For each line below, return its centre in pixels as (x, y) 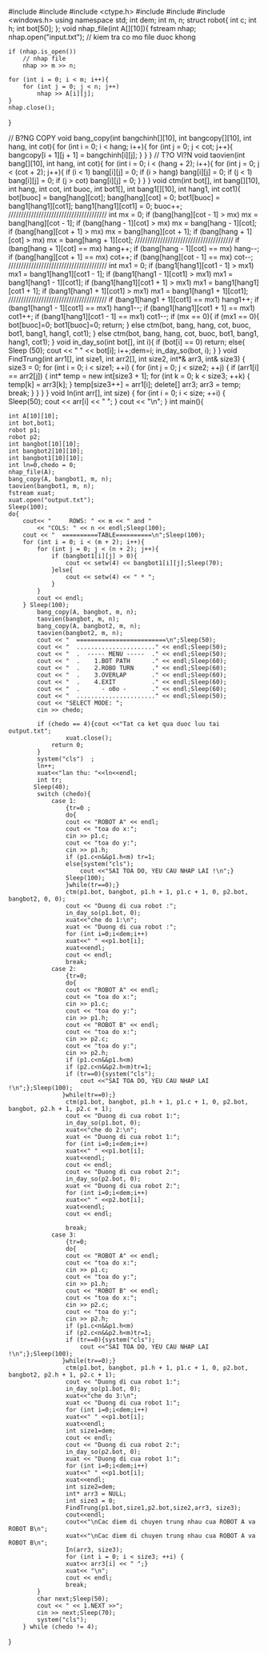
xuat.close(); (89, 738)
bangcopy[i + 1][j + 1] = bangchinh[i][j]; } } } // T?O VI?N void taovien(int (127, 155)
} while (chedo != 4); (60, 1627)
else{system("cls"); (100, 864)
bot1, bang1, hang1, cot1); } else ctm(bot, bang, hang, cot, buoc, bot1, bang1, (134, 334)
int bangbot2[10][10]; (46, 451)
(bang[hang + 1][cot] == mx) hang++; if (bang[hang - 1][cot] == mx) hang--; (134, 248)
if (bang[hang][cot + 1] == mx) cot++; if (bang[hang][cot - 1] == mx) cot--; (131, 257)
